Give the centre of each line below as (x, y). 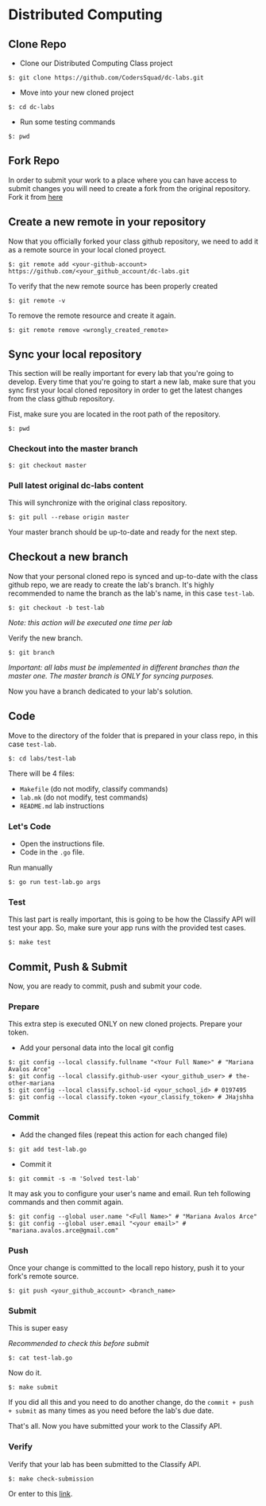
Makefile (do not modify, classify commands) (94, 788)
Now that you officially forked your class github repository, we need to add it (133, 241)
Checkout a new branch (68, 557)
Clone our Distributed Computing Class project (96, 63)
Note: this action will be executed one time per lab (91, 622)
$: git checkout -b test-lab (56, 608)
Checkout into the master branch (73, 449)
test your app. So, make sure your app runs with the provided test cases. (127, 928)
